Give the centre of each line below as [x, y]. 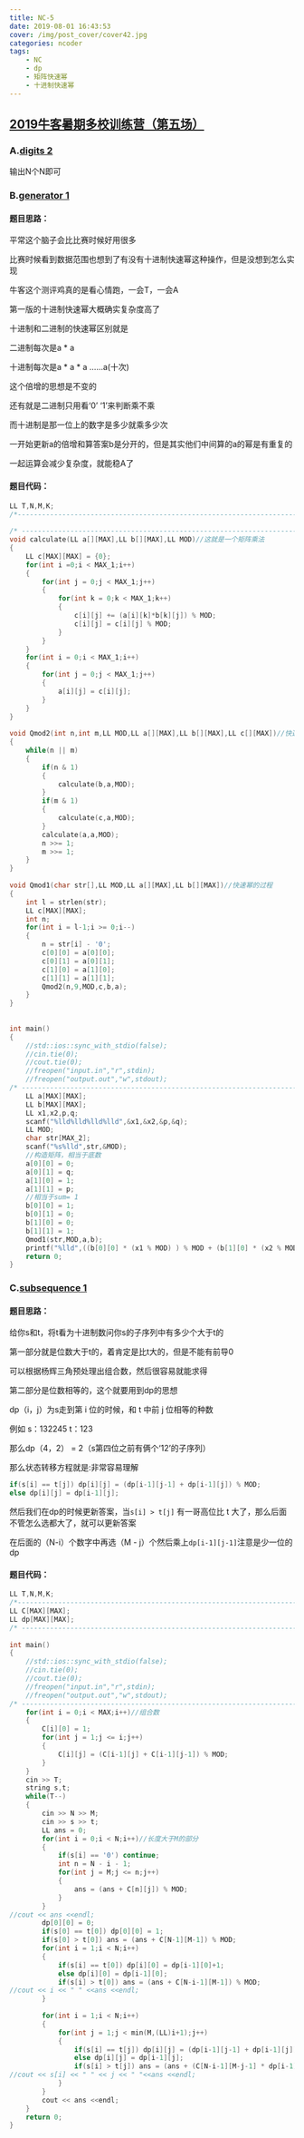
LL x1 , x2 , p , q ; [52, 1113]
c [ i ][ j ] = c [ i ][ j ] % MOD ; [123, 624]
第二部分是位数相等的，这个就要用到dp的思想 [94, 1391]
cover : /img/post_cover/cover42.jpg [78, 34]
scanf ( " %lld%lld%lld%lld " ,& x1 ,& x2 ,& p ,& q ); [107, 1121]
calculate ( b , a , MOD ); [96, 784]
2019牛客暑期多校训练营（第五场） [107, 125]
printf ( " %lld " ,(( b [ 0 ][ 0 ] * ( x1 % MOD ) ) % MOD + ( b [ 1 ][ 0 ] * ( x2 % [154, 1248]
